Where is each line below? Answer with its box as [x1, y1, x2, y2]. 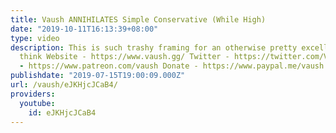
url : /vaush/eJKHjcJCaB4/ [10, 80, 118, 90]
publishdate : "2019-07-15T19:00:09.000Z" [10, 71, 186, 81]
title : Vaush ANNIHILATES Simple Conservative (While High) [10, 14, 267, 25]
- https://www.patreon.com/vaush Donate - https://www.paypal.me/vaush [19, 61, 325, 71]
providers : [10, 89, 56, 99]
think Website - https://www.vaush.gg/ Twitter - [19, 52, 230, 62]
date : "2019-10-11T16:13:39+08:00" [10, 24, 159, 34]
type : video [10, 33, 60, 43]
